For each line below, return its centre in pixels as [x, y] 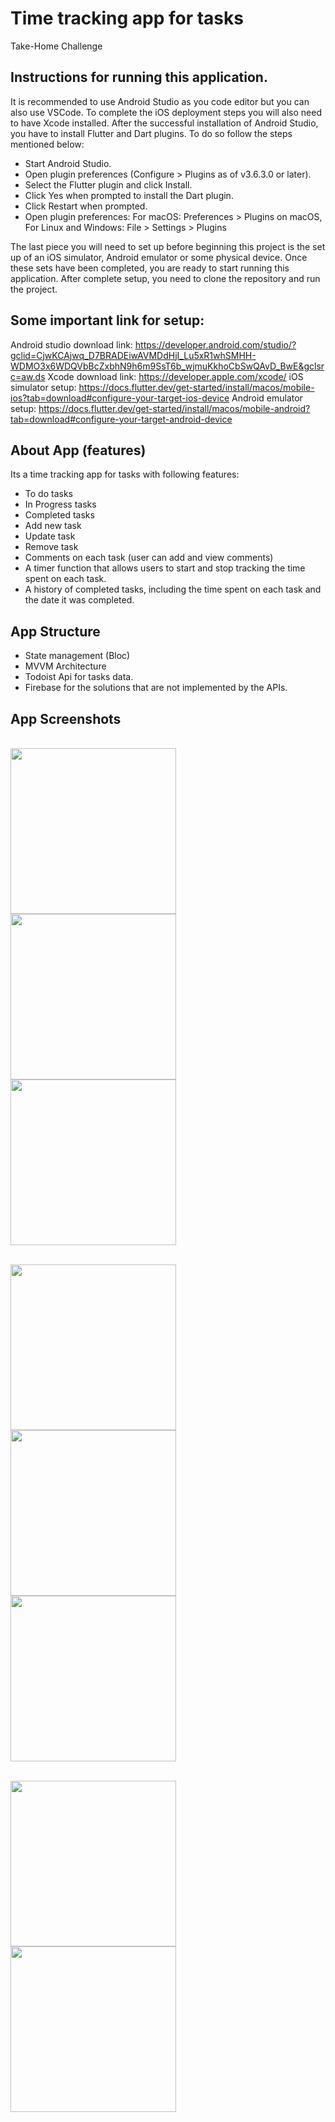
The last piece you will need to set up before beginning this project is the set [168, 246]
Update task [50, 536]
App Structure [55, 631]
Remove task [51, 547]
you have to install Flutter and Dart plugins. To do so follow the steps [151, 133]
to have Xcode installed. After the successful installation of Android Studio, [164, 123]
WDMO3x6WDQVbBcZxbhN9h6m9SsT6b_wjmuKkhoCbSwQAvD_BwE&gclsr [167, 366]
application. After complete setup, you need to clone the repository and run [165, 278]
